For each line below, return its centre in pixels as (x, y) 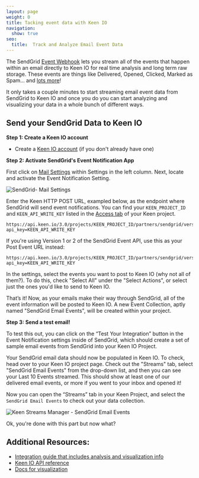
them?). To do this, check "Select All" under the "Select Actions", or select (97, 280)
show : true (25, 34)
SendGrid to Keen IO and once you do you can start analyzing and (87, 98)
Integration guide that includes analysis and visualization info (89, 456)
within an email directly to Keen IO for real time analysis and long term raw (97, 68)
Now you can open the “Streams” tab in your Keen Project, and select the (96, 394)
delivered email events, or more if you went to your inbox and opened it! (94, 383)
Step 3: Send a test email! (38, 322)
